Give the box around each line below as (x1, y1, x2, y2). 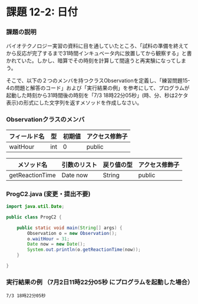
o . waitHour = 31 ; (27, 236, 70, 242)
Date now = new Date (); (27, 241, 85, 247)
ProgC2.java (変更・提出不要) (6, 189, 91, 198)
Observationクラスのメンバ (6, 116, 85, 124)
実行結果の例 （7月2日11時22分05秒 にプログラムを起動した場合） (6, 278, 194, 286)
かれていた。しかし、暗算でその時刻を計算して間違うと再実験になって (6, 57, 176, 64)
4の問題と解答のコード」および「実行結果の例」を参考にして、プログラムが (6, 84, 190, 91)
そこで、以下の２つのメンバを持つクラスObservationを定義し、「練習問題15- (6, 77, 190, 84)
